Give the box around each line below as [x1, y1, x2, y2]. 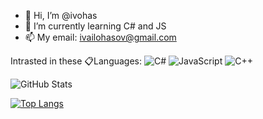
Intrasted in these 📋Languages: [10, 55, 143, 67]
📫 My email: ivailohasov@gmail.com [24, 31, 177, 43]
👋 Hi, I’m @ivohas [24, 10, 98, 21]
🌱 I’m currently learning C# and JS [24, 20, 167, 32]
